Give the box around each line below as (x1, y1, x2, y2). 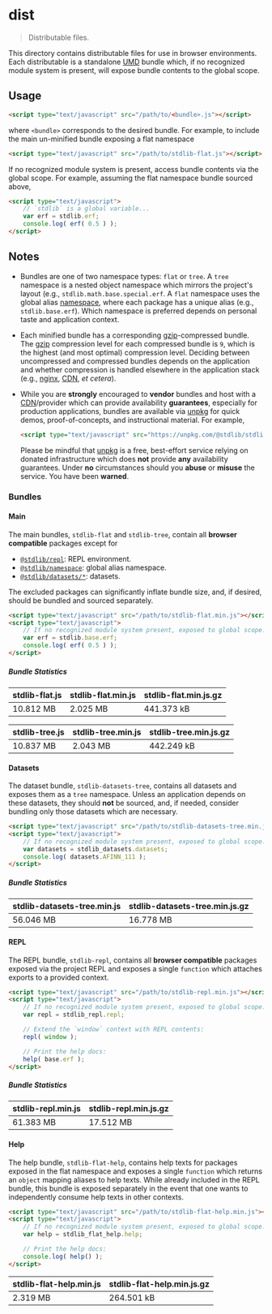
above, (8, 181, 32, 192)
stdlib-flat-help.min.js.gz (108, 1278, 210, 1290)
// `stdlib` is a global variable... (23, 205, 151, 213)
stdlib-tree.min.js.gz (149, 726, 231, 738)
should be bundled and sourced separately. (8, 595, 154, 605)
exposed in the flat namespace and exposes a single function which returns (8, 1166, 263, 1176)
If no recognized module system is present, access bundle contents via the (8, 164, 259, 174)
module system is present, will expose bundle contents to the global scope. (8, 65, 260, 75)
